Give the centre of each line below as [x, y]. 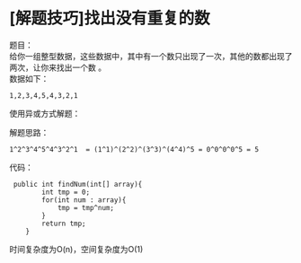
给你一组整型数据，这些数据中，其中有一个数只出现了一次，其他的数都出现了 [151, 56]
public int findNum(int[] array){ [78, 184]
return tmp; [64, 224]
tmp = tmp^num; [86, 207]
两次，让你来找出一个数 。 [58, 67]
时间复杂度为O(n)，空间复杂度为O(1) [76, 249]
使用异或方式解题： [45, 113]
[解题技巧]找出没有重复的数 [110, 18]
